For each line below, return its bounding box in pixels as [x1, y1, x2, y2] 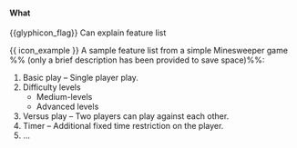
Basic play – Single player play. [22, 73, 139, 84]
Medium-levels [36, 92, 93, 103]
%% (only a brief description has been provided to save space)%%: [9, 54, 265, 65]
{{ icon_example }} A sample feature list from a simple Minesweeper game [9, 45, 289, 56]
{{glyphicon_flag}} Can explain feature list [9, 27, 167, 38]
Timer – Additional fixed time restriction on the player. [22, 121, 224, 132]
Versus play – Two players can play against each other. [22, 111, 230, 122]
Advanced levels [36, 101, 99, 113]
